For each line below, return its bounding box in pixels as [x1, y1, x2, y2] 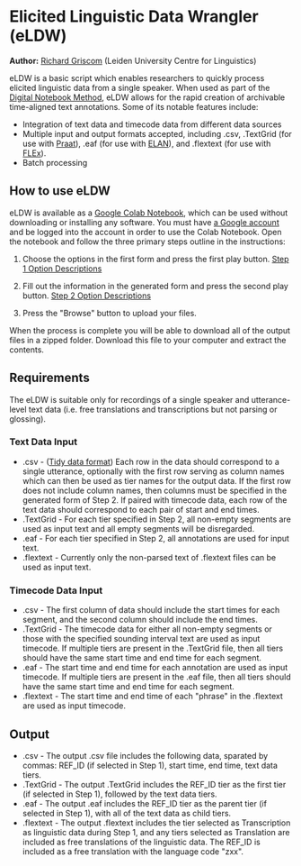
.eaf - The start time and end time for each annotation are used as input [22, 662, 288, 673]
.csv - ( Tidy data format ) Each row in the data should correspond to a [22, 456, 280, 467]
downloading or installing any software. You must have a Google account [9, 216, 280, 227]
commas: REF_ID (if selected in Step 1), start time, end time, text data [22, 760, 279, 770]
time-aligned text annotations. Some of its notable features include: [9, 101, 259, 112]
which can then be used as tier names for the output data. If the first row [22, 475, 292, 486]
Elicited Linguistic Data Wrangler [9, 6, 259, 27]
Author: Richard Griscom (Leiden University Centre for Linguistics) [9, 55, 257, 66]
